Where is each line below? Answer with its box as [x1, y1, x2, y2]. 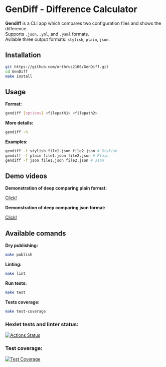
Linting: [5, 261, 22, 268]
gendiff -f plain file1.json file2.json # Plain [5, 153, 109, 158]
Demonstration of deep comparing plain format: [5, 185, 107, 191]
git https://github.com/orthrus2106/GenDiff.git [5, 64, 109, 69]
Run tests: [5, 280, 27, 286]
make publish [5, 252, 33, 258]
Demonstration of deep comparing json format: [5, 205, 106, 211]
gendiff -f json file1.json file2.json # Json [5, 158, 104, 163]
